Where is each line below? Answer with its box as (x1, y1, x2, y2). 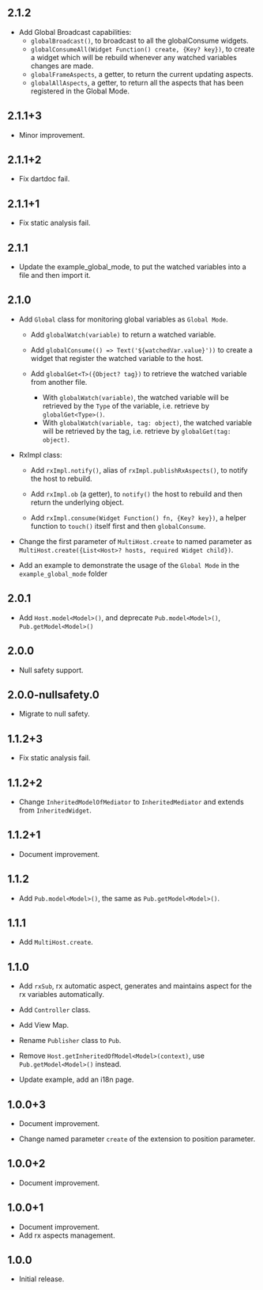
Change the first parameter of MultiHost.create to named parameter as (18, 536, 252, 546)
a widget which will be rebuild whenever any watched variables (30, 52, 238, 62)
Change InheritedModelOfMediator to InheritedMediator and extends (18, 797, 244, 806)
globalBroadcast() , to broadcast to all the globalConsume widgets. (30, 36, 250, 45)
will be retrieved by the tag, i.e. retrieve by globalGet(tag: (42, 426, 231, 436)
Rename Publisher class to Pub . (18, 1036, 122, 1045)
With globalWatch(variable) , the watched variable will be (42, 392, 230, 402)
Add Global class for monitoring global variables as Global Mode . (18, 314, 228, 324)
